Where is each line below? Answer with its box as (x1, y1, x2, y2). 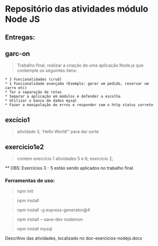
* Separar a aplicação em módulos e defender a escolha (5, 94, 121, 99)
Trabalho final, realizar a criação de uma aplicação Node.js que (17, 62, 144, 69)
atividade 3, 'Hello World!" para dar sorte (17, 129, 99, 135)
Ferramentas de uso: (5, 177, 55, 184)
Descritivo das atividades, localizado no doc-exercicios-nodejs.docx (5, 235, 142, 241)
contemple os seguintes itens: (17, 68, 77, 73)
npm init (17, 188, 34, 194)
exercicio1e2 (5, 142, 44, 151)
